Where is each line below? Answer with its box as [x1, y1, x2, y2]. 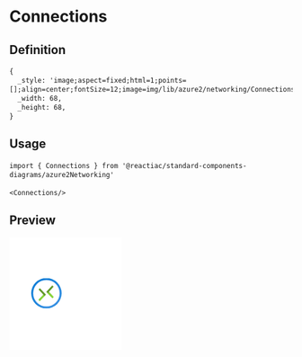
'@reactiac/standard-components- [121, 161, 247, 170]
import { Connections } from [9, 161, 119, 170]
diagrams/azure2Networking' [9, 170, 115, 179]
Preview [9, 213, 57, 228]
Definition [9, 42, 66, 58]
